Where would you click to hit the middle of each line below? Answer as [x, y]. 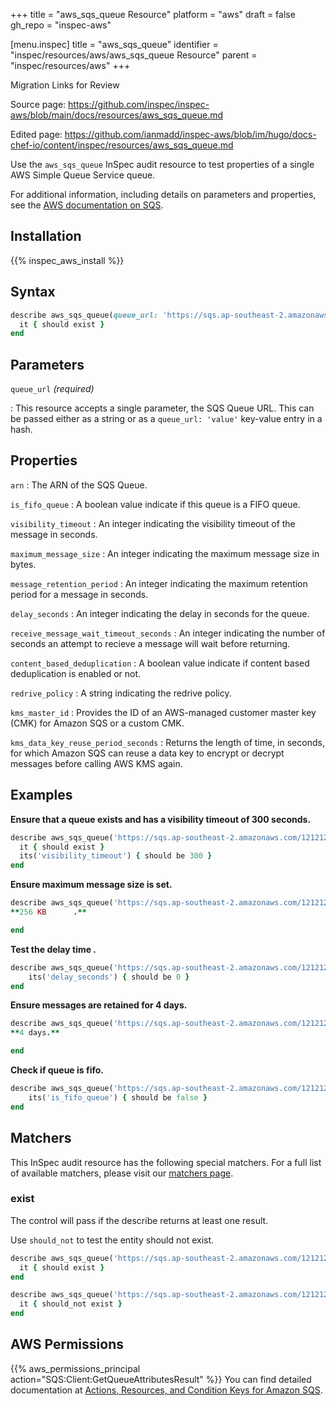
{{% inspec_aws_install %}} [67, 260]
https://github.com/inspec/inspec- [139, 104]
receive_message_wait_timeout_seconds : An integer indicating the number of [168, 633]
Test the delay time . [53, 949]
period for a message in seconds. [79, 594]
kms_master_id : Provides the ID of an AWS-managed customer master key [163, 712]
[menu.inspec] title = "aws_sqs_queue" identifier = [114, 44]
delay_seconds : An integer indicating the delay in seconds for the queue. [160, 613]
